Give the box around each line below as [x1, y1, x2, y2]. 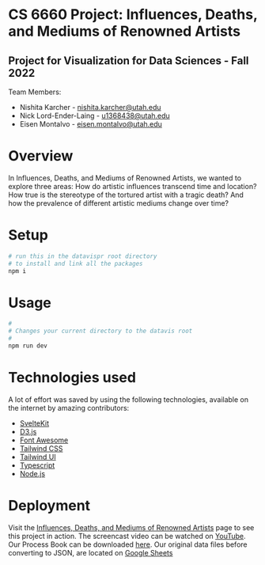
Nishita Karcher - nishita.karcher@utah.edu [19, 103, 161, 112]
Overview [8, 147, 74, 165]
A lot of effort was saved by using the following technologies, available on [8, 394, 249, 404]
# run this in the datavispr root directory [8, 252, 157, 260]
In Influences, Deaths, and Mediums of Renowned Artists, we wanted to [8, 173, 242, 183]
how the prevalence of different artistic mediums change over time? [8, 198, 229, 207]
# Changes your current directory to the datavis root [8, 327, 193, 336]
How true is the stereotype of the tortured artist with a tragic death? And [8, 190, 244, 199]
